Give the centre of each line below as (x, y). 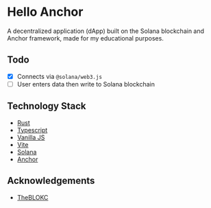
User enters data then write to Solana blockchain (86, 84)
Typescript (32, 130)
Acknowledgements (51, 181)
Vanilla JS (31, 137)
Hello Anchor (45, 12)
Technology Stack (47, 106)
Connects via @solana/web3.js (60, 76)
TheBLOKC (33, 197)
